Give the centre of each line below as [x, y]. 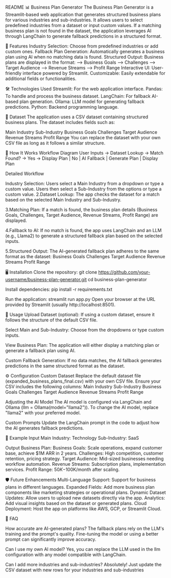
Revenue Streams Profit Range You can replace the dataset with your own [83, 137]
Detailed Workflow [25, 173]
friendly [14, 73]
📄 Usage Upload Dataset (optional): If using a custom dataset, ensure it [80, 315]
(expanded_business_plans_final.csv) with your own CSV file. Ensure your [83, 381]
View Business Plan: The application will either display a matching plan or [82, 345]
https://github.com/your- [124, 272]
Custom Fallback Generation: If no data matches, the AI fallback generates [83, 360]
